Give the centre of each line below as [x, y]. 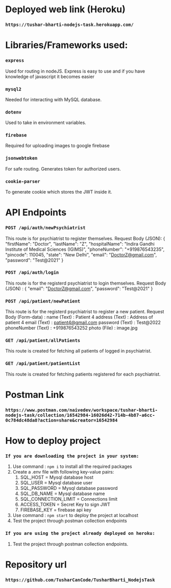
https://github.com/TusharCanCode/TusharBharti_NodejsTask [80, 580]
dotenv [14, 112]
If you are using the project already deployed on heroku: [80, 533]
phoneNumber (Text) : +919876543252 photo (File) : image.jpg [71, 328]
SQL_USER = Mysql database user [56, 483]
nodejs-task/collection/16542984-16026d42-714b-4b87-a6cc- [80, 415]
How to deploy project [53, 441]
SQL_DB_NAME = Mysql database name [63, 493]
